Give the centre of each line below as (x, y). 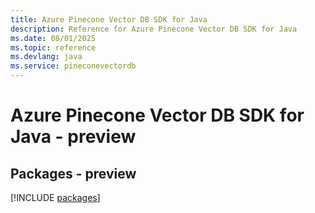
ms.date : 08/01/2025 (53, 38)
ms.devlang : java (46, 57)
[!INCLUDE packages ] (55, 197)
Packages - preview (73, 173)
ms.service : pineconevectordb (73, 66)
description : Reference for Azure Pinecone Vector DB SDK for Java (154, 29)
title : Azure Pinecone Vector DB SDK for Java (109, 19)
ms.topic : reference (53, 47)
